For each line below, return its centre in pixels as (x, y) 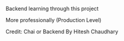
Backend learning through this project (52, 9)
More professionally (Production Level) (54, 20)
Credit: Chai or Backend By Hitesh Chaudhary (62, 31)
